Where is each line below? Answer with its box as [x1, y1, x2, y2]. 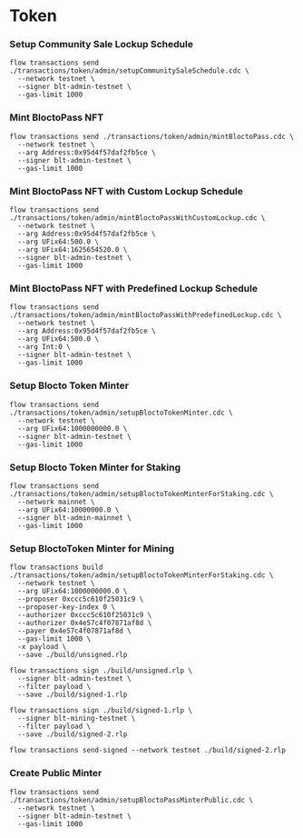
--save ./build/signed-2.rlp [17, 730, 128, 739]
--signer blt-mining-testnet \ [17, 714, 136, 723]
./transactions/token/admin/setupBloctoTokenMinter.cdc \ [9, 408, 233, 417]
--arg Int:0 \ [17, 343, 71, 352]
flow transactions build [9, 563, 103, 573]
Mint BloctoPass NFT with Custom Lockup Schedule [9, 185, 243, 197]
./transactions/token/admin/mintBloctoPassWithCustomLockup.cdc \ [9, 214, 266, 223]
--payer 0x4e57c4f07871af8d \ [17, 626, 132, 636]
